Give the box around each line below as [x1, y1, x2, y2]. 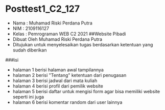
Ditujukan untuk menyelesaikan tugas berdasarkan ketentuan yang [12, 41, 153, 47]
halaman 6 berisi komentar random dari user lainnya [12, 99, 123, 105]
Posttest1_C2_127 [5, 3, 80, 15]
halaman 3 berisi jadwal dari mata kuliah [12, 77, 98, 84]
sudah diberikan [12, 47, 47, 53]
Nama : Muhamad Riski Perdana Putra [12, 20, 93, 26]
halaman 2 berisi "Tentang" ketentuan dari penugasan [12, 72, 127, 78]
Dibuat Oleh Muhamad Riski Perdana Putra [12, 36, 102, 42]
